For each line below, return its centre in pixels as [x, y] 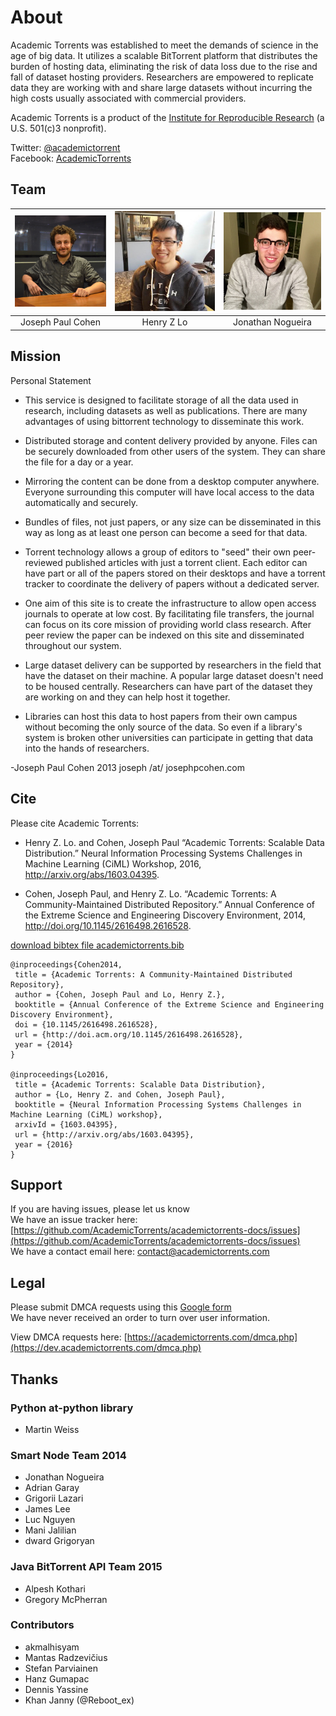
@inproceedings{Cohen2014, [66, 964]
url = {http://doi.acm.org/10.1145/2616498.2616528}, [129, 1034]
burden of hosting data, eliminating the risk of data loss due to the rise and [164, 66]
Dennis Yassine [56, 1689]
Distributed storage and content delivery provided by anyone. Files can [171, 440]
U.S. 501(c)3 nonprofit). [58, 128]
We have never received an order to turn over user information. [140, 1318]
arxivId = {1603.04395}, [66, 1124]
